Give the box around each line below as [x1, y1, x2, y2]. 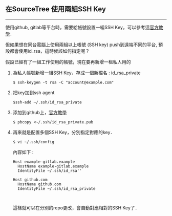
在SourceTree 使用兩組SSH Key [5, 5, 106, 14]
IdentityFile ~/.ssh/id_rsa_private [17, 186, 96, 191]
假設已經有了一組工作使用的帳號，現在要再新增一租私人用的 [5, 58, 131, 65]
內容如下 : [12, 149, 34, 155]
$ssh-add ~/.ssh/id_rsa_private [12, 99, 82, 105]
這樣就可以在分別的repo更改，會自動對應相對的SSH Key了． [12, 204, 140, 211]
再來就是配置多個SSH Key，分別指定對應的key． [12, 129, 115, 135]
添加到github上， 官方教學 [12, 109, 67, 115]
